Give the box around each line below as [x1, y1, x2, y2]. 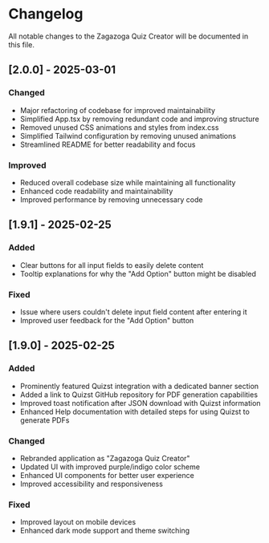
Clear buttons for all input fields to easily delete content [19, 260, 204, 269]
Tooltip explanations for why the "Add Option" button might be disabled [19, 269, 257, 278]
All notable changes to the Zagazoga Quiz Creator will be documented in [8, 31, 249, 41]
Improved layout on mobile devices [19, 517, 137, 527]
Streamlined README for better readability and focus [19, 140, 196, 149]
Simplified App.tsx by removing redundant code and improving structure [19, 114, 259, 124]
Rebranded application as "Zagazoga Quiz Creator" [19, 453, 190, 463]
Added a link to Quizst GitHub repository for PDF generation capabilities [19, 390, 259, 399]
